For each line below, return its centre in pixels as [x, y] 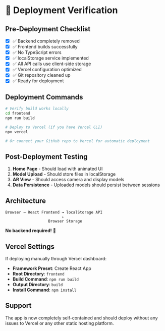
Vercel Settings [30, 246]
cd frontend [18, 114]
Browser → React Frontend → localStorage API [54, 212]
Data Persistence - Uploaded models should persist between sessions [86, 185]
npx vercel [17, 132]
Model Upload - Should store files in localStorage [64, 174]
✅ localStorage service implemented [51, 58]
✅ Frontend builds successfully [45, 47]
